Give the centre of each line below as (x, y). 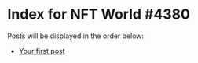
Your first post (42, 51)
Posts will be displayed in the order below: (76, 36)
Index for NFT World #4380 (99, 14)
